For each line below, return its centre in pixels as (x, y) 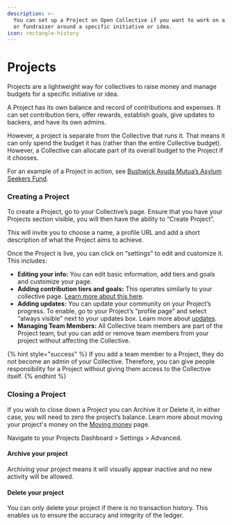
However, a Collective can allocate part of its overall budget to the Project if (115, 151)
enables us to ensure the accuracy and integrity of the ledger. (96, 516)
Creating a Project (38, 197)
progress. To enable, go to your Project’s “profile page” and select (112, 311)
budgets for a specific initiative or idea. (63, 94)
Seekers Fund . (28, 179)
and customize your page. (55, 281)
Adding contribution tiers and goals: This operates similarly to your (115, 289)
